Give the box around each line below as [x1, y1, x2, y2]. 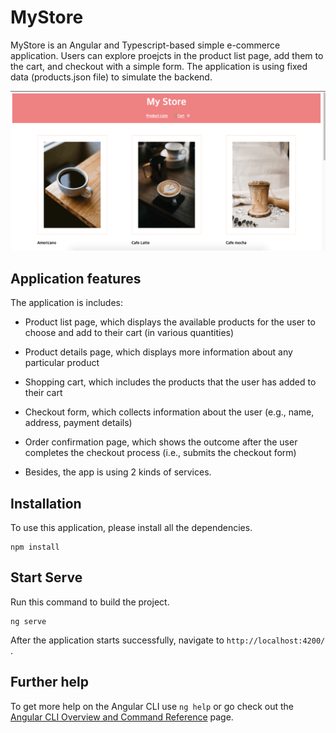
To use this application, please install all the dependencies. [10, 522, 253, 533]
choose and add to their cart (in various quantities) [24, 327, 235, 339]
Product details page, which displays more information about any [24, 346, 293, 358]
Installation [10, 495, 82, 512]
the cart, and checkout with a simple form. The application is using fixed [10, 60, 308, 72]
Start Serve [10, 569, 83, 586]
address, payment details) [24, 417, 133, 429]
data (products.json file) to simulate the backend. [10, 71, 213, 83]
